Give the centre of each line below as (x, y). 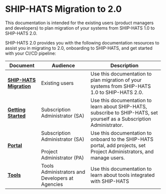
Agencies (52, 184)
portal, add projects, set (118, 145)
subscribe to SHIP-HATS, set (124, 113)
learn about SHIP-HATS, (119, 106)
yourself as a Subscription (121, 118)
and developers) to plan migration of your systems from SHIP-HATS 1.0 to (80, 28)
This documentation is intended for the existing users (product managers (80, 23)
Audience (63, 65)
